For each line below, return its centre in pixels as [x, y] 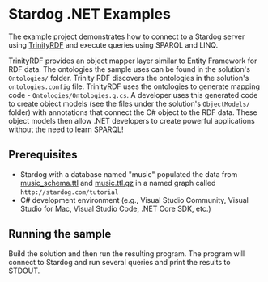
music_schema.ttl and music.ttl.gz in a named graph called [118, 183]
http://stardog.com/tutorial [69, 192]
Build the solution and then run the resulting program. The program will [127, 253]
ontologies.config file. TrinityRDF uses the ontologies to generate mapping [134, 86]
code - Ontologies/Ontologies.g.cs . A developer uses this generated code [133, 95]
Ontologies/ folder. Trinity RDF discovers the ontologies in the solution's [129, 78]
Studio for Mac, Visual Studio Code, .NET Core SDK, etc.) [116, 208]
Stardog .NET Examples [90, 14]
